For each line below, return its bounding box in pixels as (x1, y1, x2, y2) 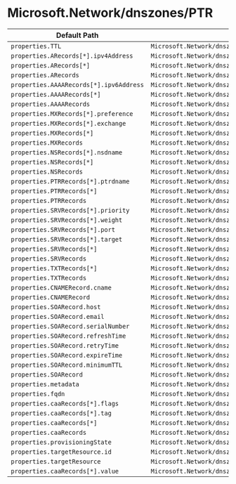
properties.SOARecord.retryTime (11, 341, 119, 349)
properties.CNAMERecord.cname (11, 283, 112, 292)
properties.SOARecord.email (11, 313, 105, 320)
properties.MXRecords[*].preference (11, 110, 133, 117)
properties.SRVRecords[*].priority (11, 206, 130, 214)
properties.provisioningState (11, 438, 112, 446)
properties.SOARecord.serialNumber (11, 322, 130, 330)
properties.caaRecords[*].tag (11, 409, 112, 417)
